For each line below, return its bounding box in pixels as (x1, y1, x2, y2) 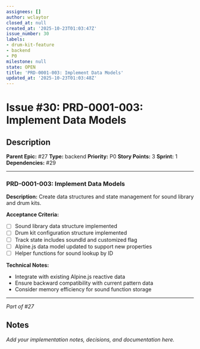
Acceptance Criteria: (6, 211, 60, 218)
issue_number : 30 (6, 31, 49, 37)
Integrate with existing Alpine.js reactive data (14, 273, 126, 280)
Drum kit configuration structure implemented (14, 229, 127, 236)
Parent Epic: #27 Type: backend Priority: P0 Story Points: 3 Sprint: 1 (6, 153, 177, 160)
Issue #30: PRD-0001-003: (6, 101, 143, 114)
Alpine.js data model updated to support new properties (14, 242, 152, 250)
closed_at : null (6, 20, 46, 26)
